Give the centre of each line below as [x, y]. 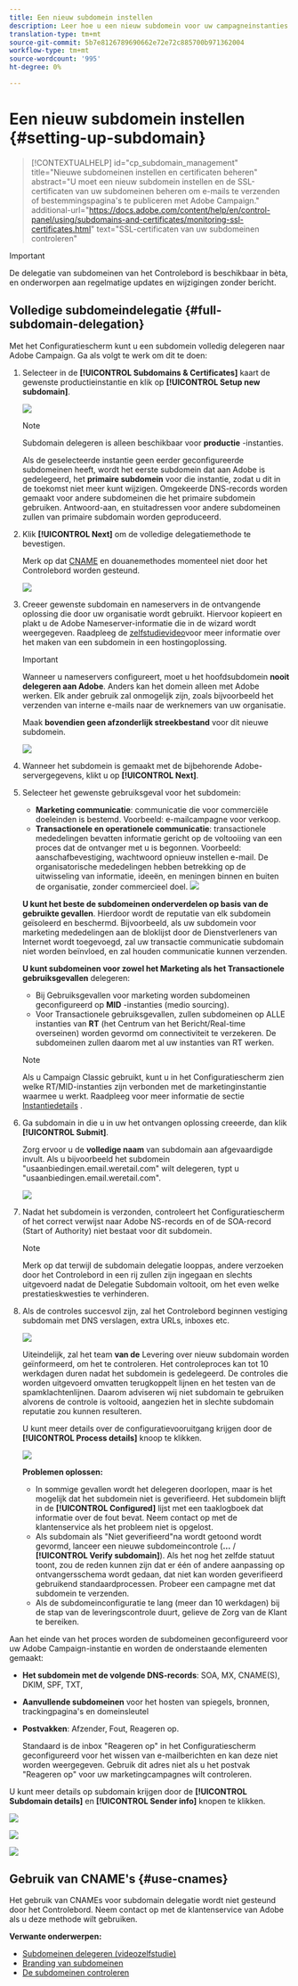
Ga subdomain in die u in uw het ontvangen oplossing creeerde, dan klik [154, 1123]
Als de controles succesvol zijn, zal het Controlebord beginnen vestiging [155, 1311]
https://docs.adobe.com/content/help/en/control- [180, 209]
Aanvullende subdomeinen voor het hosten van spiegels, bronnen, [145, 1702]
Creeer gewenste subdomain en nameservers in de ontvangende [141, 604]
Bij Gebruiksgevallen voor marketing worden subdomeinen [143, 995]
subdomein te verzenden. [82, 1593]
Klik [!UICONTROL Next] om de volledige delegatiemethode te [137, 534]
